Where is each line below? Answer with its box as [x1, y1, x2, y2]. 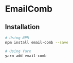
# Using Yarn [5, 48, 32, 54]
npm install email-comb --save [5, 40, 69, 45]
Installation [5, 23, 40, 31]
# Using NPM [5, 35, 29, 40]
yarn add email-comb [5, 53, 47, 58]
